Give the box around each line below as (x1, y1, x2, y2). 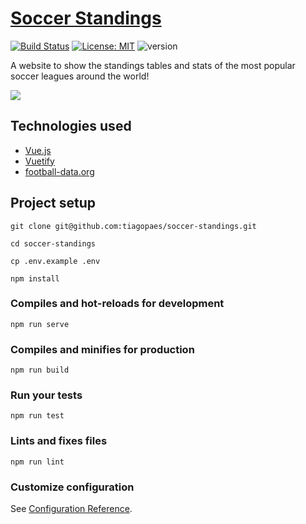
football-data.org (24, 165, 95, 177)
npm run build (10, 365, 70, 376)
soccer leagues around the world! (10, 70, 150, 82)
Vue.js (24, 144, 52, 156)
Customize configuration (10, 480, 135, 494)
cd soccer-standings (10, 238, 97, 249)
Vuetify (24, 155, 55, 167)
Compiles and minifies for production (10, 342, 195, 356)
